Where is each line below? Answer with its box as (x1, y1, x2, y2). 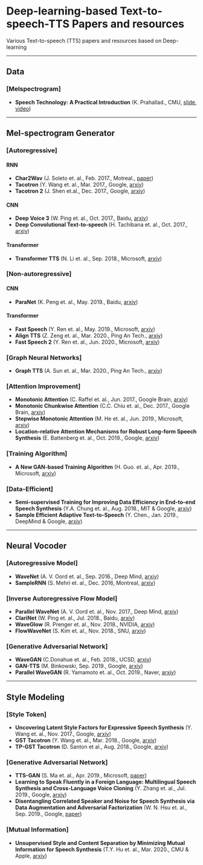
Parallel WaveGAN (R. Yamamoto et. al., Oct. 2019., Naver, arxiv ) (14, 669, 176, 676)
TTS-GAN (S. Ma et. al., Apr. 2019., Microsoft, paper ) (14, 772, 147, 779)
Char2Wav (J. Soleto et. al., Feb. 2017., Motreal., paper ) (14, 175, 154, 182)
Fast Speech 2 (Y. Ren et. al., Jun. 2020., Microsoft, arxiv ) (14, 338, 160, 346)
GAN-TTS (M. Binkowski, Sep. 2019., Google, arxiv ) (14, 663, 143, 670)
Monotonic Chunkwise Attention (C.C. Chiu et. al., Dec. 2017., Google (14, 402, 190, 410)
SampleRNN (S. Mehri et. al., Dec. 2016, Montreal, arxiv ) (14, 579, 156, 587)
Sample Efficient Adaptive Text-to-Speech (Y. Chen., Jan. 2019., (14, 512, 179, 519)
